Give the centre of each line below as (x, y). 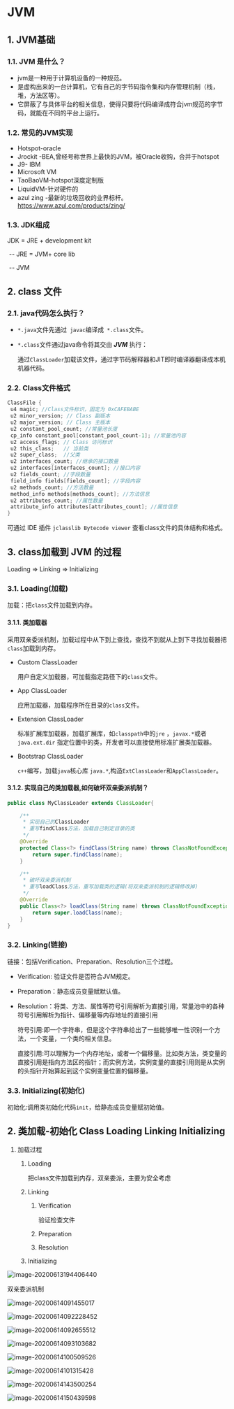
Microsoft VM (37, 172)
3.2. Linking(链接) (38, 945)
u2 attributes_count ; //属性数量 (56, 501)
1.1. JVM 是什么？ (37, 62)
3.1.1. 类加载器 (27, 622)
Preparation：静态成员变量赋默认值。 (71, 991)
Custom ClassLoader (47, 662)
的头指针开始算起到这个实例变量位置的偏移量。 (84, 1071)
